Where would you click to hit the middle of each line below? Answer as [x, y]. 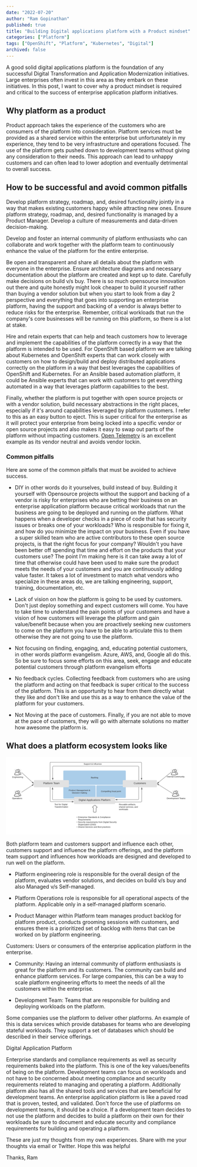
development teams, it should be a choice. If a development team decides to [99, 1110]
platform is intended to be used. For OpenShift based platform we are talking [99, 349]
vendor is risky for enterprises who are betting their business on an [96, 500]
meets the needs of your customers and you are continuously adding [98, 568]
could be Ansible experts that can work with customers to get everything [94, 380]
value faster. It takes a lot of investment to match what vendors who [97, 575]
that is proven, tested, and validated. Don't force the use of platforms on [94, 1103]
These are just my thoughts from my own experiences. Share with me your [96, 1140]
